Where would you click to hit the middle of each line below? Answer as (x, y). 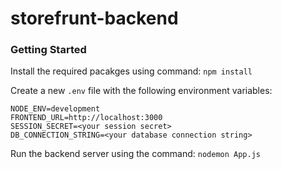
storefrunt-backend (94, 18)
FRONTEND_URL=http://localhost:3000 (86, 118)
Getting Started (48, 50)
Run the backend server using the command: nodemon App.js (135, 154)
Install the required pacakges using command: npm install (131, 71)
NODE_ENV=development (55, 109)
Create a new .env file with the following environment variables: (141, 91)
